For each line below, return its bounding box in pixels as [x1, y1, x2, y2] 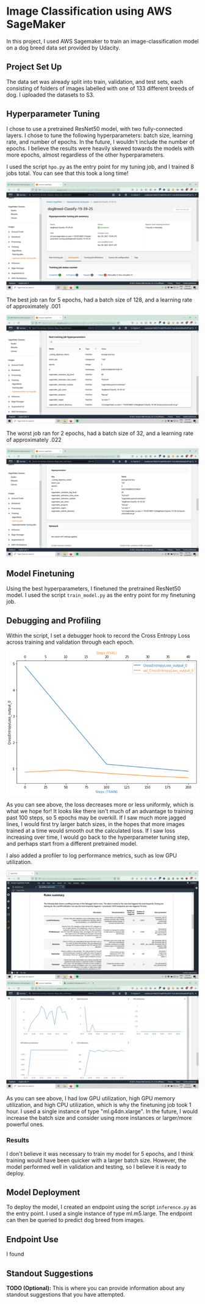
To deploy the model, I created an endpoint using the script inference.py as [6, 1204, 197, 1211]
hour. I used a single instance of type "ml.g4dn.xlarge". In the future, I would [6, 1108, 198, 1115]
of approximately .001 [6, 303, 61, 310]
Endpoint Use [6, 1234, 59, 1245]
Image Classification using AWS [6, 4, 172, 18]
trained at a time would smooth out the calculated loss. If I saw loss [6, 827, 176, 835]
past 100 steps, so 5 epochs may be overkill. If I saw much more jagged [6, 814, 186, 821]
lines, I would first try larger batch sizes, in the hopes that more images [6, 821, 185, 828]
